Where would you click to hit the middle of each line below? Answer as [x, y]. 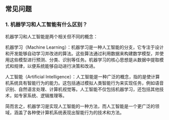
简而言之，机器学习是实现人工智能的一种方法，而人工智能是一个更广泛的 [80, 106]
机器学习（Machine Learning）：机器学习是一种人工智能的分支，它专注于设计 [84, 47]
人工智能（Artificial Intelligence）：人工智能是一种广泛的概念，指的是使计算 [82, 76]
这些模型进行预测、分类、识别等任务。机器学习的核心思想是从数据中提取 [84, 60]
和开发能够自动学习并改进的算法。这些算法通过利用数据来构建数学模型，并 [82, 53]
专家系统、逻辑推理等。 [43, 95]
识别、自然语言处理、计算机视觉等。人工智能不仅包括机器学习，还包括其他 [82, 89]
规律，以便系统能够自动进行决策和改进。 [56, 66]
